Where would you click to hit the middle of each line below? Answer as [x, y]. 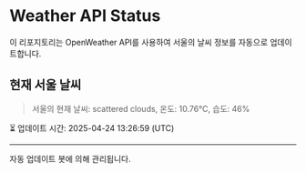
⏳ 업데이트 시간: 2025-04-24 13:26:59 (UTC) [92, 127]
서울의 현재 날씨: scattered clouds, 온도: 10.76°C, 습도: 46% [141, 108]
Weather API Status [85, 16]
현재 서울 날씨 [46, 85]
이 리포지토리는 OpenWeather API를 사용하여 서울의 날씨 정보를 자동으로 [139, 42]
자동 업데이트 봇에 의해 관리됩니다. [70, 158]
